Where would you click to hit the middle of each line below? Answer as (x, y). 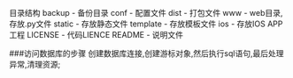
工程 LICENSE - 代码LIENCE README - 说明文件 (96, 35)
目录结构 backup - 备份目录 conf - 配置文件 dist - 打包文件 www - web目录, (146, 13)
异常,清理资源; (35, 64)
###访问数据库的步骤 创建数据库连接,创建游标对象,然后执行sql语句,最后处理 (146, 53)
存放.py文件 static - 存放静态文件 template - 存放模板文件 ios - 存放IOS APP (146, 24)
